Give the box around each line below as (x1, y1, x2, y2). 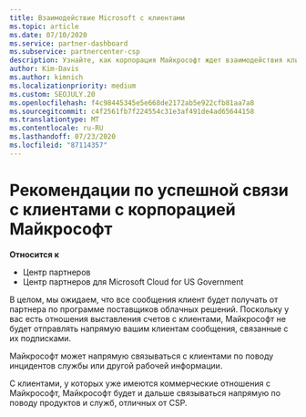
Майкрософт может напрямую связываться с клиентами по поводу (9, 350, 274, 361)
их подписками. (9, 332, 72, 343)
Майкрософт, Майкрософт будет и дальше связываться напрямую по (9, 387, 280, 398)
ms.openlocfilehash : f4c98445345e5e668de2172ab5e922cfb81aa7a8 (9, 98, 255, 108)
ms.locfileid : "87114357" (9, 141, 107, 150)
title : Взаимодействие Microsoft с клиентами (9, 13, 185, 23)
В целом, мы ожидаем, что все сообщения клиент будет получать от (9, 294, 279, 305)
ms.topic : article (9, 22, 79, 31)
